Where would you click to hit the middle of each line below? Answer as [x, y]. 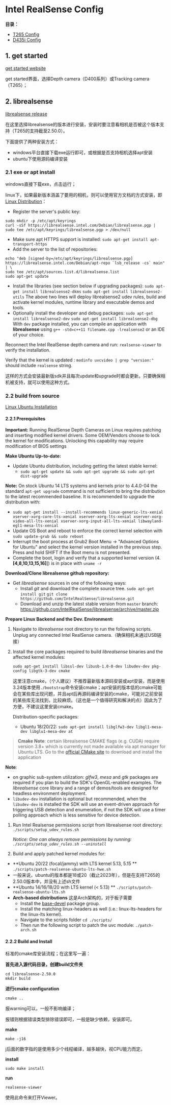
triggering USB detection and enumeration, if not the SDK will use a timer [89, 810]
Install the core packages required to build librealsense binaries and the [88, 652]
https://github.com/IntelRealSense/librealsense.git [77, 599]
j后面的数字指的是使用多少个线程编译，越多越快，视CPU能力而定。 [75, 1049]
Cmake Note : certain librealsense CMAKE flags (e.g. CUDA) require [89, 741]
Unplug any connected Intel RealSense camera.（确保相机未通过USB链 [87, 635]
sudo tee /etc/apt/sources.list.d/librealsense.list [62, 272]
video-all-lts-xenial [35, 521]
